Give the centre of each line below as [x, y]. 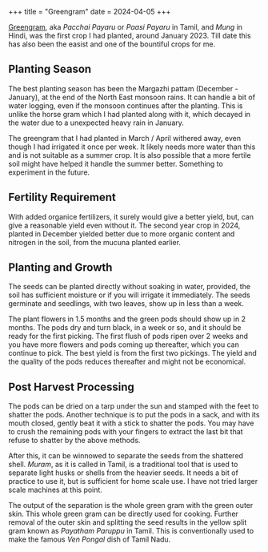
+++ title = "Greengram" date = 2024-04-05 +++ [90, 12]
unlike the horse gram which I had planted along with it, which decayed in [129, 114]
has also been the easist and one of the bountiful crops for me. [112, 44]
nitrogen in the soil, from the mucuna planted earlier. [95, 242]
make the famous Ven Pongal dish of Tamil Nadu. [90, 539]
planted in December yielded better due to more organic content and [122, 234]
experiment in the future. [49, 172]
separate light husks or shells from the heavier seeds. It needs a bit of [123, 473]
